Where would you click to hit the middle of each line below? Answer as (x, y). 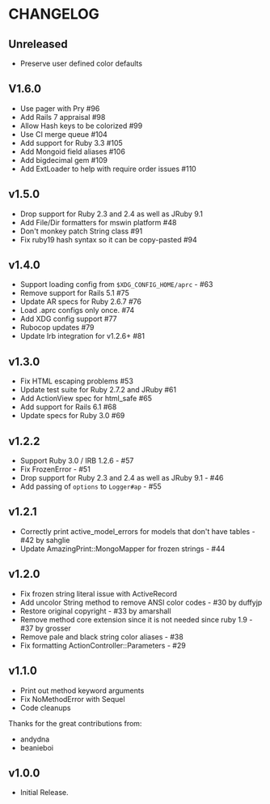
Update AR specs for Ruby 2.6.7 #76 (80, 301)
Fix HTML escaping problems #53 (76, 381)
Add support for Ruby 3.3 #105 (71, 143)
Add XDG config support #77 (68, 319)
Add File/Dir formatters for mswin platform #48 (98, 222)
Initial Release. (44, 793)
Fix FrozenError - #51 (55, 469)
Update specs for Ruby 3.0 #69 (72, 416)
